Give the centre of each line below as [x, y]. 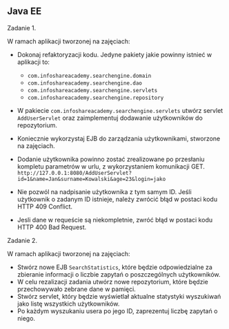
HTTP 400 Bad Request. [52, 227]
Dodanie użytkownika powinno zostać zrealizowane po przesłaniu [111, 159]
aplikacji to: [33, 62]
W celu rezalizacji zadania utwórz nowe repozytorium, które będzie [112, 282]
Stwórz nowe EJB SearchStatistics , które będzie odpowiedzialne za [114, 267]
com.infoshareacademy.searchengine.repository [96, 98]
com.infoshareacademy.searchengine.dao [85, 83]
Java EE [24, 11]
